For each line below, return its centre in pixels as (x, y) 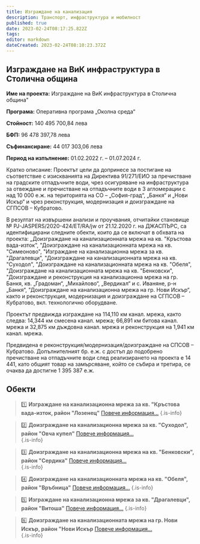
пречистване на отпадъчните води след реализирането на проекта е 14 (98, 357)
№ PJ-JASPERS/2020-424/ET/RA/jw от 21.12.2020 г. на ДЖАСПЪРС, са (96, 226)
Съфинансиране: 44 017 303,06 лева (54, 146)
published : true (26, 23)
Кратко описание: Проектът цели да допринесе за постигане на (89, 169)
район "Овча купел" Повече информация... (77, 434)
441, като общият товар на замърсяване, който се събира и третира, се (98, 364)
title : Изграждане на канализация (50, 12)
